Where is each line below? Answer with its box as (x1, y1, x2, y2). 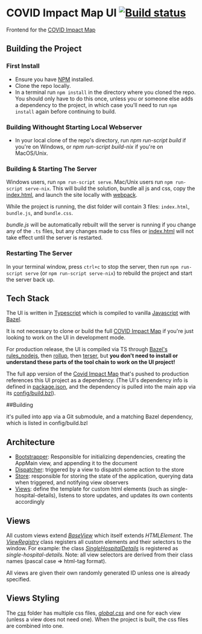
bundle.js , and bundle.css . (6, 210, 74, 217)
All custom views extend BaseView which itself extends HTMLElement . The (6, 532, 194, 539)
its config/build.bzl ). (6, 389, 56, 397)
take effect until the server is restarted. (6, 234, 103, 242)
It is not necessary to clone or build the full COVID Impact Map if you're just (6, 328, 194, 335)
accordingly (14, 498, 45, 506)
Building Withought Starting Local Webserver (6, 123, 143, 131)
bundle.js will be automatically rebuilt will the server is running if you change (6, 221, 196, 228)
